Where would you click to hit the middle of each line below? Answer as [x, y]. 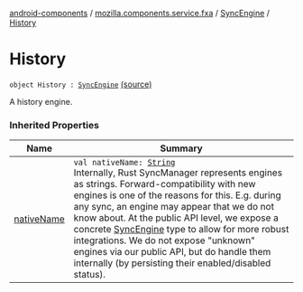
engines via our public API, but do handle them [172, 252]
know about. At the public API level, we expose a [176, 218]
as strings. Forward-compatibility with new [165, 184]
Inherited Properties [54, 125]
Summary [181, 148]
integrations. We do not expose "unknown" [164, 240]
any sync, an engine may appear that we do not [174, 207]
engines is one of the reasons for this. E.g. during [177, 195]
